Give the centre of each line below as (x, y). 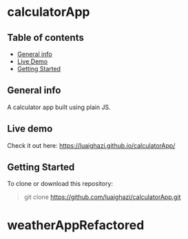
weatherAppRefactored (76, 225)
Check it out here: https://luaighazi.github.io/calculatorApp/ (91, 145)
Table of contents (45, 38)
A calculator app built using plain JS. (59, 107)
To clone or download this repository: (60, 184)
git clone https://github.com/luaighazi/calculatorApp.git (102, 197)
